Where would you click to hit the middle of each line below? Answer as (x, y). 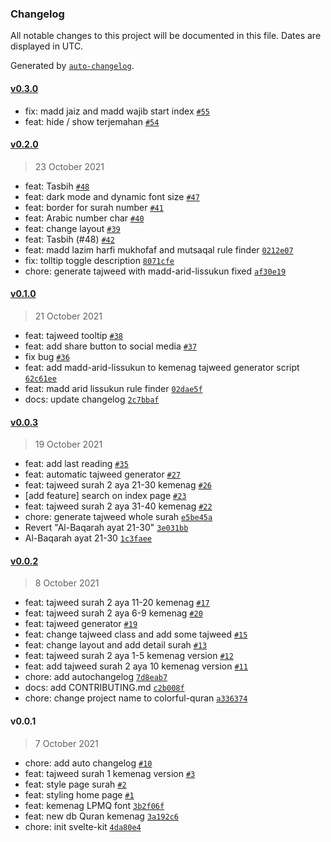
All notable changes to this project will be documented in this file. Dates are (166, 36)
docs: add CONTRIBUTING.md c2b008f (104, 688)
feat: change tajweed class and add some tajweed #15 (136, 634)
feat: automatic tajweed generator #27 (103, 474)
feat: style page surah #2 (75, 784)
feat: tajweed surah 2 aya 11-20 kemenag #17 (117, 603)
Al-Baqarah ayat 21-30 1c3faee (88, 538)
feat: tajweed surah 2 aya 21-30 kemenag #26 (118, 485)
